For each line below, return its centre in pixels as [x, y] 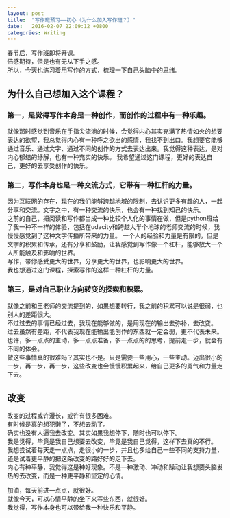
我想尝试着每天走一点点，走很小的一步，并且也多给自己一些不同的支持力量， [115, 450]
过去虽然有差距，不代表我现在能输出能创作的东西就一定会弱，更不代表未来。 [115, 331]
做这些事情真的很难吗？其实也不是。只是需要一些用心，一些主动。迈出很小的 [115, 357]
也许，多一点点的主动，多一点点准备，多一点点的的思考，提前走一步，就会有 [115, 340]
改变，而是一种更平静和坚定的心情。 [76, 476]
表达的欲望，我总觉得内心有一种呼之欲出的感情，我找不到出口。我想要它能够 [115, 140]
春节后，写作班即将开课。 [43, 53]
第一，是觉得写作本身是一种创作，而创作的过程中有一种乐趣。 [109, 115]
